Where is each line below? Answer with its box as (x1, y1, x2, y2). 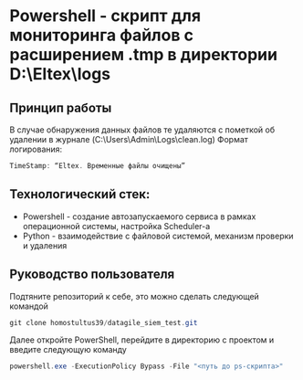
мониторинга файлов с (9, 25, 194, 46)
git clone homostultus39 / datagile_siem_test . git (9, 318, 198, 327)
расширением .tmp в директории (9, 45, 278, 65)
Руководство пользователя (9, 267, 175, 282)
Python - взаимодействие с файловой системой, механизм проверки (22, 230, 294, 241)
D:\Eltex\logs (9, 64, 111, 85)
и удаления (22, 239, 68, 251)
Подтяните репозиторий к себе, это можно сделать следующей (9, 290, 260, 301)
